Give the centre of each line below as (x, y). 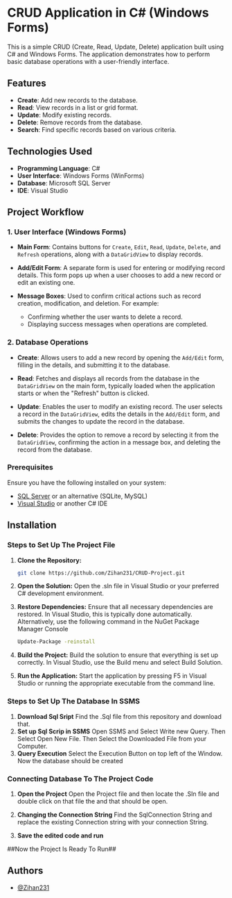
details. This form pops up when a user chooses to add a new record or (119, 275)
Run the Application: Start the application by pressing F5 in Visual (112, 676)
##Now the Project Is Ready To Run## (62, 849)
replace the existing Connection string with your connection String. (113, 822)
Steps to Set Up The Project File (61, 545)
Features (27, 84)
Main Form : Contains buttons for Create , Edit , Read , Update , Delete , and (119, 247)
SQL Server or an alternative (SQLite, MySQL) (82, 496)
